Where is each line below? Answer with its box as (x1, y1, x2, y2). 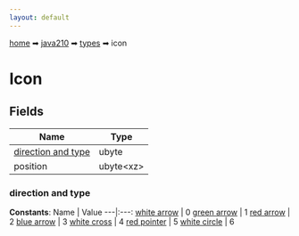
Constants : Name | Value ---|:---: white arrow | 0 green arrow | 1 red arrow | (9, 207, 291, 217)
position (13, 159, 47, 172)
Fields (9, 104, 45, 119)
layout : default (9, 12, 70, 22)
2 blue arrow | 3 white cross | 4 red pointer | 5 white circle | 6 (9, 216, 235, 227)
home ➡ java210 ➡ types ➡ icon (9, 37, 128, 48)
